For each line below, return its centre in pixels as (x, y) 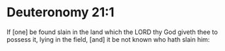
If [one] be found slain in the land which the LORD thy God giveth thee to (112, 32)
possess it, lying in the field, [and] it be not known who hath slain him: (108, 39)
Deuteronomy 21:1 (60, 12)
